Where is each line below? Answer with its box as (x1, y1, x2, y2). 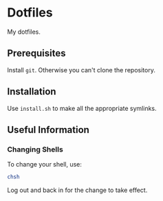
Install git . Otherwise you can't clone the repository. (7, 65, 156, 74)
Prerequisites (7, 47, 66, 59)
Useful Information (7, 124, 89, 136)
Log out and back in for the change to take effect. (7, 186, 148, 194)
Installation (7, 86, 56, 98)
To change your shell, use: (7, 160, 83, 169)
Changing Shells (7, 145, 63, 154)
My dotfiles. (7, 28, 41, 36)
